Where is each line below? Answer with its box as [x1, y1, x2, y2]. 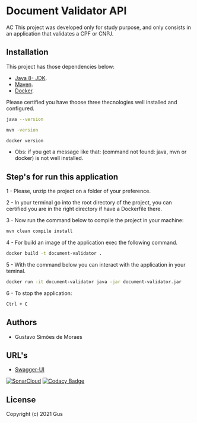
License [6, 395, 36, 405]
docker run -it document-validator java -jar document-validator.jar [6, 278, 182, 285]
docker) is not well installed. [14, 155, 84, 162]
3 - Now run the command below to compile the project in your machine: [6, 217, 184, 224]
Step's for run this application [6, 172, 119, 182]
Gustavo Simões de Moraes [14, 333, 83, 340]
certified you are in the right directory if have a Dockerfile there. [6, 206, 162, 213]
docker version [6, 137, 44, 143]
